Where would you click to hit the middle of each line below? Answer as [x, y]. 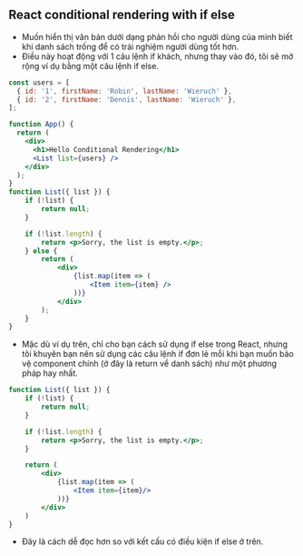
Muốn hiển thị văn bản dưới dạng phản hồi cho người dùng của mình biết [157, 36]
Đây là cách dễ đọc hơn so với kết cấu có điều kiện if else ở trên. [142, 541]
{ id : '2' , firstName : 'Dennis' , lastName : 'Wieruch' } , [127, 99]
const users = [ [39, 82]
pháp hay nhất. [49, 373]
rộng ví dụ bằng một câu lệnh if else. [90, 66]
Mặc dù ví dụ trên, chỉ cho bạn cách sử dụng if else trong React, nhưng [154, 344]
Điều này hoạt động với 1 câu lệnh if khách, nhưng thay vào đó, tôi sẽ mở [157, 56]
